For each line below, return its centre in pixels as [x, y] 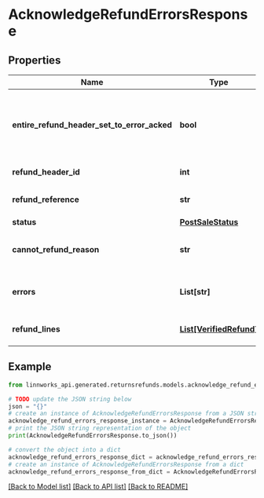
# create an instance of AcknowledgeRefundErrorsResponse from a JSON [126, 414]
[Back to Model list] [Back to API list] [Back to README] [98, 487]
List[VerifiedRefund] [219, 329]
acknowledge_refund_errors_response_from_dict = [89, 472]
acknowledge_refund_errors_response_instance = [88, 421]
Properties [35, 60]
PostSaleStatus [209, 222]
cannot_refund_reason [56, 249]
